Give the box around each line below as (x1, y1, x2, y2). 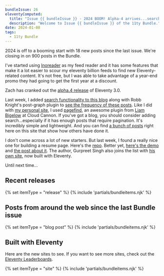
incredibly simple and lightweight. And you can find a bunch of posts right (5, 122, 154, 128)
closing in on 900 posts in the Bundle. (5, 53, 82, 59)
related (5, 73, 20, 79)
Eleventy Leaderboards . (5, 256, 53, 262)
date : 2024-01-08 (5, 25, 41, 30)
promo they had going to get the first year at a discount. (5, 78, 118, 83)
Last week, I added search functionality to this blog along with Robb (5, 97, 142, 102)
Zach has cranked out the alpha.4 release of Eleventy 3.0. (5, 87, 121, 93)
